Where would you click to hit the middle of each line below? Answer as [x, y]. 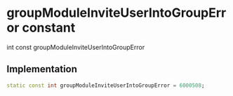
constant [49, 28]
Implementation [42, 69]
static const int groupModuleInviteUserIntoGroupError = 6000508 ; [106, 85]
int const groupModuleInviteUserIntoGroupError [76, 47]
